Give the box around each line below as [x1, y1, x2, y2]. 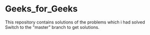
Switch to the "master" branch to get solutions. [5, 24, 100, 30]
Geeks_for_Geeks [5, 3, 78, 14]
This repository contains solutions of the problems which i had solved [5, 19, 145, 25]
